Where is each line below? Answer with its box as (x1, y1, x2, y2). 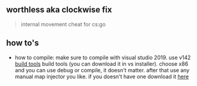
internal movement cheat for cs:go (20, 20, 106, 27)
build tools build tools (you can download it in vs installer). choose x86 (14, 60, 189, 67)
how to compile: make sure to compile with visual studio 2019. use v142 (14, 54, 191, 61)
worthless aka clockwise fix (6, 5, 112, 15)
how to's (6, 38, 39, 48)
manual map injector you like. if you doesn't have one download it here (14, 73, 189, 80)
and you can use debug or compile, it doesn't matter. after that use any (14, 66, 190, 73)
